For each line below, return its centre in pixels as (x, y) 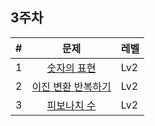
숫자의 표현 (71, 68)
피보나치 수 (71, 105)
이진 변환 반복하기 (71, 86)
